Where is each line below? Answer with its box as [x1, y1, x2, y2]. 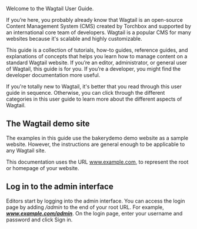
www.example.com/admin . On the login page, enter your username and [6, 210, 183, 217]
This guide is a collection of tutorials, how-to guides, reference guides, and [6, 47, 188, 54]
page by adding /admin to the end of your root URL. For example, [6, 203, 165, 211]
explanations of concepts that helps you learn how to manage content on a [6, 53, 188, 59]
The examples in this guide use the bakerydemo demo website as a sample [6, 134, 189, 141]
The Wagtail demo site [6, 119, 90, 129]
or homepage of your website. [6, 164, 79, 171]
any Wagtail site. [6, 147, 46, 154]
